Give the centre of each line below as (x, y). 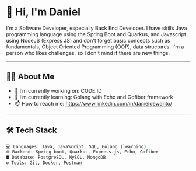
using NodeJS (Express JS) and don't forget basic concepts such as (88, 40)
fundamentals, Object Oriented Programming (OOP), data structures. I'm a (95, 47)
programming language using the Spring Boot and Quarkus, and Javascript (96, 34)
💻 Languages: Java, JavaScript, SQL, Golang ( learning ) (76, 146)
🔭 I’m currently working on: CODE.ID (58, 90)
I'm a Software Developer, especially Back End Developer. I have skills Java (97, 28)
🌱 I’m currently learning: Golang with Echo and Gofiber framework (94, 97)
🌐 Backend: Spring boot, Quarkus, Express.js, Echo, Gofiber (82, 152)
